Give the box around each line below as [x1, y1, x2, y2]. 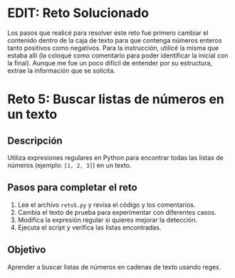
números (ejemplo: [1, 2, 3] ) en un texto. [7, 161, 132, 169]
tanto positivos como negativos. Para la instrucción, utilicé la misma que [7, 43, 219, 52]
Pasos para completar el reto [7, 181, 137, 193]
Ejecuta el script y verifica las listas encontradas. [17, 223, 162, 232]
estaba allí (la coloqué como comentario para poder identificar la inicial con [7, 51, 229, 60]
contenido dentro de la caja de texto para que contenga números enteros [7, 36, 222, 44]
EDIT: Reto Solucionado [7, 5, 150, 21]
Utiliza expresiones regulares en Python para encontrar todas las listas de [7, 153, 224, 161]
